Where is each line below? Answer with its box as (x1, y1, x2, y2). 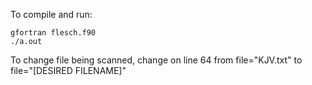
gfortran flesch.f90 (10, 28, 97, 38)
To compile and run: (10, 9, 93, 20)
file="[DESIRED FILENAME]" (10, 65, 127, 76)
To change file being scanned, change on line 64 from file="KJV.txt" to (10, 54, 303, 66)
